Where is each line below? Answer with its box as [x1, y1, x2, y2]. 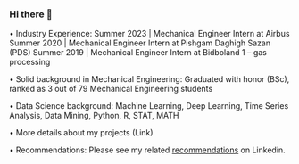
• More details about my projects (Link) [9, 127, 154, 138]
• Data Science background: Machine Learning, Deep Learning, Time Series [9, 101, 289, 111]
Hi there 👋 [9, 8, 54, 20]
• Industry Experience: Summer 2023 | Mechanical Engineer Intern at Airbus [9, 29, 290, 39]
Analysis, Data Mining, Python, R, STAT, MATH [9, 111, 180, 121]
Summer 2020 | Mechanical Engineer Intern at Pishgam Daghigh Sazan [9, 37, 270, 48]
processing [9, 57, 51, 68]
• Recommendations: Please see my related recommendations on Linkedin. [9, 144, 286, 155]
